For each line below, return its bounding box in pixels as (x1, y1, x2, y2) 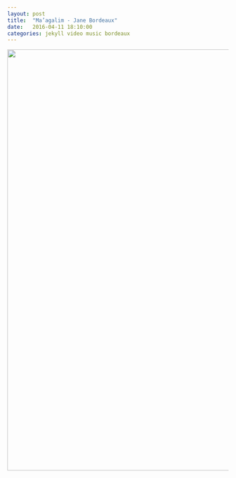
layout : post (7, 10, 46, 18)
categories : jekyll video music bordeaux (7, 29, 131, 37)
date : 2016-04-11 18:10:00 (7, 23, 93, 30)
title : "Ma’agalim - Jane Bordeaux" (7, 17, 118, 24)
